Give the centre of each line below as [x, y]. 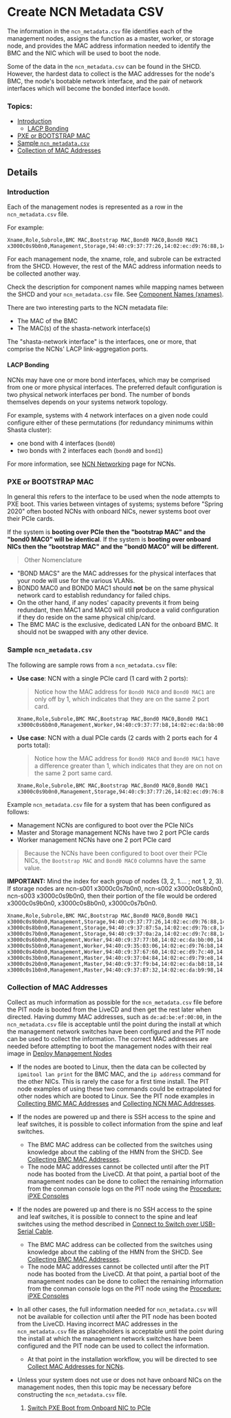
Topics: [20, 106]
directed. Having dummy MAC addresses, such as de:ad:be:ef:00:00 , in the [114, 1017]
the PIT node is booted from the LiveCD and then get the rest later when [109, 1009]
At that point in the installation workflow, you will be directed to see [122, 1359]
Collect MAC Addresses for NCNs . [76, 1367]
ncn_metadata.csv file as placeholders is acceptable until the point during [120, 1331]
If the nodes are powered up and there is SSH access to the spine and [116, 1117]
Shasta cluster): [30, 430]
